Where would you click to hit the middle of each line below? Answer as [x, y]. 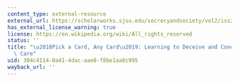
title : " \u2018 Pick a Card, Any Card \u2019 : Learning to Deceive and [113, 47]
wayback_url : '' [31, 67]
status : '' [23, 41]
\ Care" [25, 54]
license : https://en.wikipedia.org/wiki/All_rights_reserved [100, 34]
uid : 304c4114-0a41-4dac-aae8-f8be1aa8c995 [73, 61]
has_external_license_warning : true [62, 27]
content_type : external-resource [57, 14]
